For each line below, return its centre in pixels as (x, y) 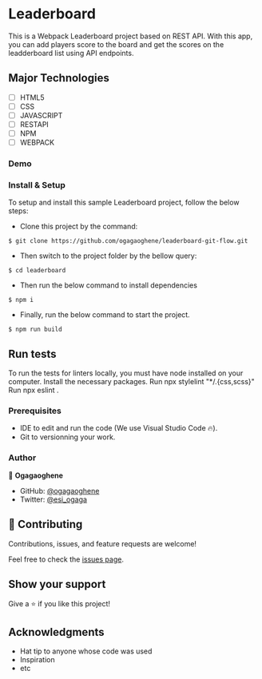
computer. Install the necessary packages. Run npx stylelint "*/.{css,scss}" (132, 382)
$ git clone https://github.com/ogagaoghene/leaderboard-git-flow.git (128, 241)
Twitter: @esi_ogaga (54, 499)
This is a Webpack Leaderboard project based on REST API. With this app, (131, 36)
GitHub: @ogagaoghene (60, 490)
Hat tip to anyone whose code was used (86, 651)
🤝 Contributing (46, 524)
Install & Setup (37, 185)
